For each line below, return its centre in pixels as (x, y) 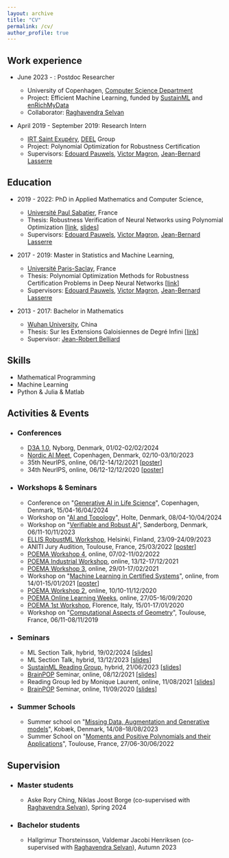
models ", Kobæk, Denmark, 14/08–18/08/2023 (93, 729)
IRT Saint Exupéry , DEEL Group (71, 139)
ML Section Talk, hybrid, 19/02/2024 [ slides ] (90, 652)
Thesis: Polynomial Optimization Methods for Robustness (108, 275)
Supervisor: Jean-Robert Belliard (74, 339)
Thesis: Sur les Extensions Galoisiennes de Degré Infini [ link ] (113, 332)
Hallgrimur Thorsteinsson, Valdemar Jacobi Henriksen (104, 840)
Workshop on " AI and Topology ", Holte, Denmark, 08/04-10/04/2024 (124, 517)
